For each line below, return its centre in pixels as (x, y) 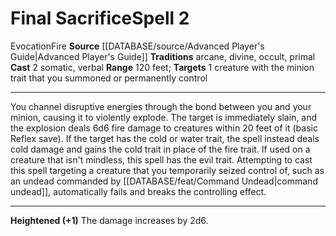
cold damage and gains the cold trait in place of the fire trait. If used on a (160, 149)
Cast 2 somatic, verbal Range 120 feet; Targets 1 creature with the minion (162, 67)
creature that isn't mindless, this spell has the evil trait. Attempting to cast (161, 159)
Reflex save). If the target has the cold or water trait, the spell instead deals (165, 138)
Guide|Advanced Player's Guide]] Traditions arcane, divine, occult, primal (163, 56)
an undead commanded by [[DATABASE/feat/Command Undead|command (164, 181)
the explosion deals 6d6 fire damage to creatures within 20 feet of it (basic (164, 128)
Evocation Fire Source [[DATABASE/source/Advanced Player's (137, 46)
